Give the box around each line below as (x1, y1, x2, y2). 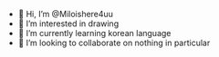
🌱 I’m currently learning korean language (17, 28, 172, 38)
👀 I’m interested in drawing (17, 18, 120, 29)
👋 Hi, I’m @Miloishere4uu (17, 9, 114, 19)
